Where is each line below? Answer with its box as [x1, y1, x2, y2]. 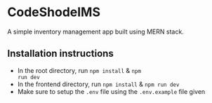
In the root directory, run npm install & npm [17, 66, 142, 74]
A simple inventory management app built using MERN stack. [7, 27, 184, 36]
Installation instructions [7, 48, 114, 60]
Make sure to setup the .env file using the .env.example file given [17, 87, 206, 95]
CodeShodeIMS [7, 4, 100, 20]
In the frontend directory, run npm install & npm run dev [17, 80, 180, 88]
